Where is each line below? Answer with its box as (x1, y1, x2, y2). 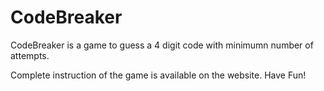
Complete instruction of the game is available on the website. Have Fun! (10, 69, 307, 81)
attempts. (10, 49, 50, 61)
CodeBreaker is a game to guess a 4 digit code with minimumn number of (10, 39, 314, 51)
